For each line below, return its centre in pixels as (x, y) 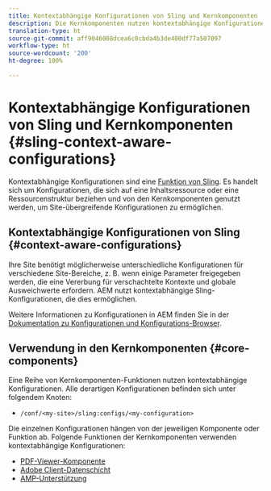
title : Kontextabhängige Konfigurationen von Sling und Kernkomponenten (133, 16)
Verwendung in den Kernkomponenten (108, 349)
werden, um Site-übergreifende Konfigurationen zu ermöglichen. (116, 207)
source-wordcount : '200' (50, 53)
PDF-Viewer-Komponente (63, 461)
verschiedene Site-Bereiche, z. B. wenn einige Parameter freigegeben (125, 273)
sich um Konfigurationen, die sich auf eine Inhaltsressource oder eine (124, 189)
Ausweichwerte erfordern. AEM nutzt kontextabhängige (101, 290)
